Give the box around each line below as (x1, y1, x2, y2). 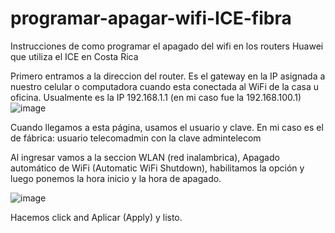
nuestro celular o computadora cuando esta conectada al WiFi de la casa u (10, 80, 320, 92)
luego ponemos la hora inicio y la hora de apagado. (10, 172, 222, 184)
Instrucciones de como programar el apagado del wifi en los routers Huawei (10, 40, 324, 52)
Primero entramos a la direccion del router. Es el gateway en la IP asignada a (10, 70, 326, 82)
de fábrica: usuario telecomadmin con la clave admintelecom (10, 132, 262, 144)
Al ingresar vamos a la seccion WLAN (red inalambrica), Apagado (10, 151, 280, 163)
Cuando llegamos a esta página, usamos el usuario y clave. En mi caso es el (10, 121, 324, 133)
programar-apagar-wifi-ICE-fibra (10, 7, 292, 30)
